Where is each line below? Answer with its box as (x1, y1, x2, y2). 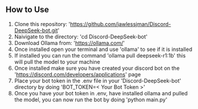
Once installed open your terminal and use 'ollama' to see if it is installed (14, 46, 193, 53)
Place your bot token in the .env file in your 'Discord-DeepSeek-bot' (14, 77, 181, 84)
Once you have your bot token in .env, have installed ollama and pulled (14, 89, 188, 97)
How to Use (5, 5, 49, 15)
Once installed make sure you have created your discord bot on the (14, 65, 180, 72)
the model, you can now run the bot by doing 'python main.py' (14, 96, 168, 103)
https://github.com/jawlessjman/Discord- (70, 20, 171, 27)
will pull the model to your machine (14, 58, 101, 65)
